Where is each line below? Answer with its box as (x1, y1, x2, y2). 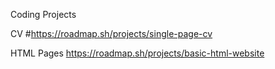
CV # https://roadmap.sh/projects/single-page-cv (10, 28, 213, 39)
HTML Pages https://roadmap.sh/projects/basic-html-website (10, 47, 265, 59)
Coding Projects (10, 9, 77, 20)
